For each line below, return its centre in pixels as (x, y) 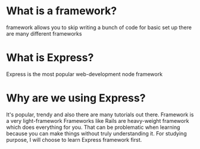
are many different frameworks (44, 33)
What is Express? (50, 58)
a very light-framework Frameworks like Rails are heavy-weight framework (98, 121)
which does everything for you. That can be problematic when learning (93, 127)
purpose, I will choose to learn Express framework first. (74, 140)
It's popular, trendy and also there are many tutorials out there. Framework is (100, 115)
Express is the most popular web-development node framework (84, 74)
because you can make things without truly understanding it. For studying (96, 133)
